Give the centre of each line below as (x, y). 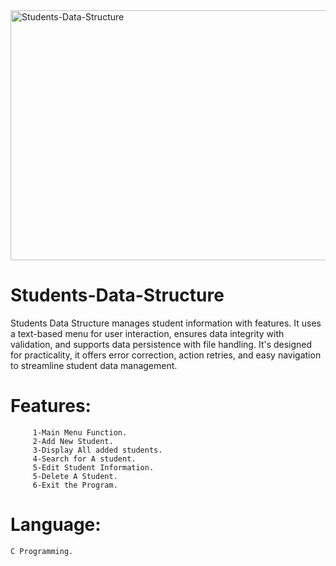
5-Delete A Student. (75, 476)
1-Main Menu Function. (80, 432)
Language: (56, 525)
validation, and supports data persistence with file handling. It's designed (161, 344)
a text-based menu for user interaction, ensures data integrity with (147, 333)
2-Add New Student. (73, 441)
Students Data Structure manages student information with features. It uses (166, 323)
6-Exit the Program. (75, 485)
